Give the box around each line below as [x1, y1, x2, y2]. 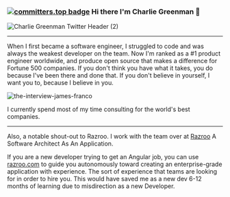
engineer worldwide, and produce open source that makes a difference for [7, 57, 218, 65]
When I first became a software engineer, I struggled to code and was [7, 42, 204, 51]
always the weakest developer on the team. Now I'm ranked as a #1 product [7, 49, 221, 58]
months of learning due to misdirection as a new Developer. [7, 182, 175, 190]
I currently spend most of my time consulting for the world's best [7, 105, 190, 113]
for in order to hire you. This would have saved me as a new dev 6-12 [7, 175, 202, 183]
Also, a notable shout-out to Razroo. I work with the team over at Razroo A [7, 132, 217, 141]
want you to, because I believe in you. [7, 79, 114, 87]
